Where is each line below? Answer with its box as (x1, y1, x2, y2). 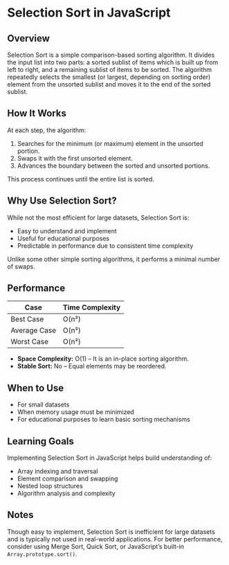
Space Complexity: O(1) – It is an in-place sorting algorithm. (17, 355, 189, 363)
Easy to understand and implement (17, 226, 117, 235)
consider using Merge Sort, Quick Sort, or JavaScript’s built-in (7, 542, 185, 550)
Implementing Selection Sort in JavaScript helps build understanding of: (7, 454, 212, 462)
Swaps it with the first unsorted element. (17, 154, 134, 162)
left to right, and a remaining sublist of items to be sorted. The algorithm (7, 66, 212, 73)
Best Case (10, 314, 44, 324)
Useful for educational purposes (17, 234, 110, 242)
